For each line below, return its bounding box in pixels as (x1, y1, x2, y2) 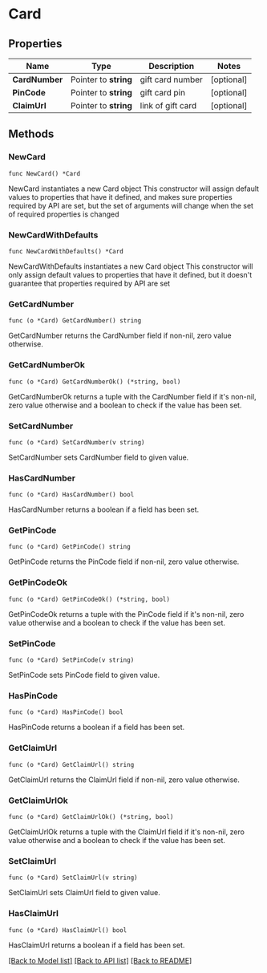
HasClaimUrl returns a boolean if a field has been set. (8, 940, 185, 950)
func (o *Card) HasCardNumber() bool (8, 491, 135, 499)
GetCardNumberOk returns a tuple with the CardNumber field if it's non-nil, (8, 391, 257, 401)
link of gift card (140, 100, 197, 111)
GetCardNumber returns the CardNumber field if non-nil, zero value (8, 330, 232, 341)
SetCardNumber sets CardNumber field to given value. (8, 452, 189, 462)
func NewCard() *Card (8, 169, 81, 177)
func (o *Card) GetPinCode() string (8, 543, 131, 551)
